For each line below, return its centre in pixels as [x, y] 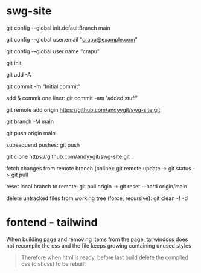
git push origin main [31, 133]
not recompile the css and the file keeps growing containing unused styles [99, 245]
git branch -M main [30, 121]
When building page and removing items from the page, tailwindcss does [97, 239]
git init [14, 63]
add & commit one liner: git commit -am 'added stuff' [72, 98]
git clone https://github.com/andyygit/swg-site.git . [70, 156]
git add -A [19, 74]
